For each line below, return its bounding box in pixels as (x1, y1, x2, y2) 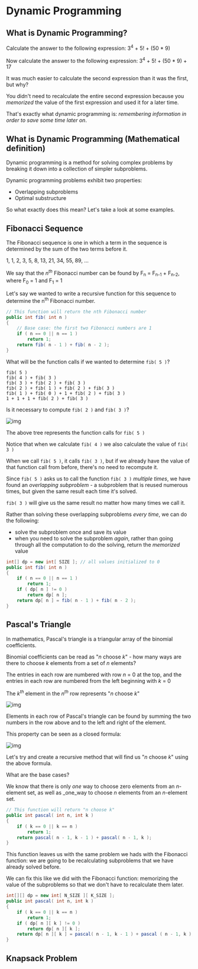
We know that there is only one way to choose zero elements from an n (6, 783, 180, 790)
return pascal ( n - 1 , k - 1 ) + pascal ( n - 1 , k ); (17, 834, 152, 841)
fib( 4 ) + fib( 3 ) (6, 375, 57, 381)
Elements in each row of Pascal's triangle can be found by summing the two (6, 712, 191, 720)
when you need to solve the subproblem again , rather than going (14, 534, 173, 541)
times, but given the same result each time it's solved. (6, 487, 138, 495)
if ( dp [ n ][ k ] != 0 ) (17, 920, 81, 926)
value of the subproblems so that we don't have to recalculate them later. (6, 881, 184, 888)
